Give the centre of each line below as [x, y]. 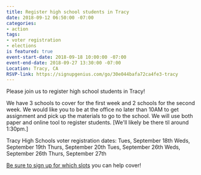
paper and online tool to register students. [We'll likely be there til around [97, 123]
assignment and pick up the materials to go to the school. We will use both [100, 116]
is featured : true [30, 52]
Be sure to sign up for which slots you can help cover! [74, 165]
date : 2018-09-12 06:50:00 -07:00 [50, 18]
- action [17, 29]
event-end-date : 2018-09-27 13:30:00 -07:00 [64, 63]
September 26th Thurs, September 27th [56, 154]
